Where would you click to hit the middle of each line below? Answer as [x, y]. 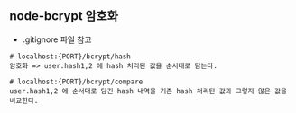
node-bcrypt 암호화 [64, 16]
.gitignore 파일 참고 [57, 39]
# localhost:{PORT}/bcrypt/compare [76, 82]
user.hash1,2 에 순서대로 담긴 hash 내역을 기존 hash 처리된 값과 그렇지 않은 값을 [148, 91]
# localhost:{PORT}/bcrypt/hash [70, 56]
